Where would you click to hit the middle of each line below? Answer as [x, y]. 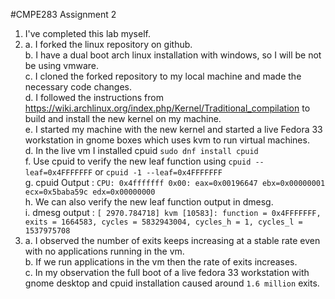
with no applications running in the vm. [104, 251]
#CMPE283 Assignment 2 [63, 14]
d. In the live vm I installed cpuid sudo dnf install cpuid [141, 150]
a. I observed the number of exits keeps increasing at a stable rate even [172, 240]
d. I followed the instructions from [94, 97]
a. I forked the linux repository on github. [108, 44]
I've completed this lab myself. [87, 33]
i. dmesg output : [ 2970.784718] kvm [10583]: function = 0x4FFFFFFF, [173, 212]
